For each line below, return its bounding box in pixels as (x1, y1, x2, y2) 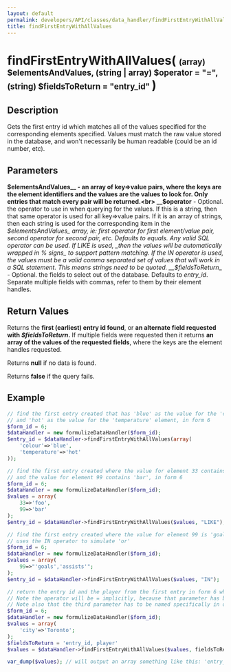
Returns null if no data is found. (7, 359, 96, 367)
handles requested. (7, 346, 62, 353)
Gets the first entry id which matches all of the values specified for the (7, 123, 206, 131)
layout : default (7, 10, 54, 17)
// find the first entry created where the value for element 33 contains (7, 468, 226, 474)
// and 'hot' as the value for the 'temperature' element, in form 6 (7, 417, 211, 423)
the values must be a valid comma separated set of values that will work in (7, 256, 220, 264)
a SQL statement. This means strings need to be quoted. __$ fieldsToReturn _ (7, 263, 222, 272)
